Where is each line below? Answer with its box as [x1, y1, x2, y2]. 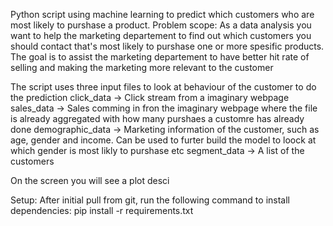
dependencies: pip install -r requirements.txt [10, 205, 194, 216]
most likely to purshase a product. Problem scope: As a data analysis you [10, 19, 312, 31]
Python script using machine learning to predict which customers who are [10, 9, 315, 20]
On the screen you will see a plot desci [10, 175, 170, 186]
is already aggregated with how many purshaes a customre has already [10, 113, 305, 124]
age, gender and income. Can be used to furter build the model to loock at [10, 134, 317, 146]
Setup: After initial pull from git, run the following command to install [10, 194, 290, 206]
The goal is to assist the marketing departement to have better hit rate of [10, 51, 310, 63]
